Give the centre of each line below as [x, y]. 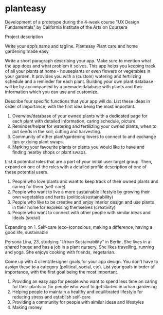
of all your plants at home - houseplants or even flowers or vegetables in [78, 71]
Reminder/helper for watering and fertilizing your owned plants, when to [84, 126]
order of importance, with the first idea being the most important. [70, 106]
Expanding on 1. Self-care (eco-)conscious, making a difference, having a [79, 227]
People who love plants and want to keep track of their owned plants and [85, 181]
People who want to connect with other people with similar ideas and [81, 212]
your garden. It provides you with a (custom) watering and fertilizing [73, 76]
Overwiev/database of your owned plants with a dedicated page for [80, 116]
